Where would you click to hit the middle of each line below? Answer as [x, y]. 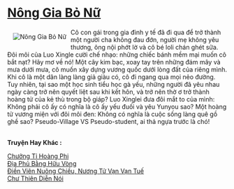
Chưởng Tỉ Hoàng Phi [38, 156]
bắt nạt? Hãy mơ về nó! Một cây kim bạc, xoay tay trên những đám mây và [114, 62]
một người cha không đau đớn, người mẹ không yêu [145, 39]
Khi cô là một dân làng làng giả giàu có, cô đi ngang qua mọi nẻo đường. [111, 77]
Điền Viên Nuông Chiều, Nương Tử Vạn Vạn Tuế [76, 171]
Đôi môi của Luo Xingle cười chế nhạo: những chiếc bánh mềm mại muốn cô [117, 55]
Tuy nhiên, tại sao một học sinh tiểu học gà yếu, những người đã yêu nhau [114, 84]
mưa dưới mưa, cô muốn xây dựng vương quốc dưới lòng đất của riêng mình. [117, 69]
